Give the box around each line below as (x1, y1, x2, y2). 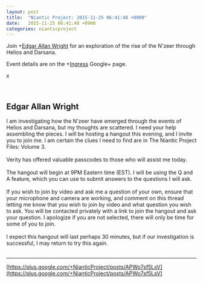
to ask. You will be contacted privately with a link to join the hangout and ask (6, 207, 197, 215)
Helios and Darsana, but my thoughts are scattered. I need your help (6, 124, 176, 131)
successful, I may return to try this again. (6, 239, 108, 247)
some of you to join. (6, 220, 56, 227)
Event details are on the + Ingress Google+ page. (6, 60, 127, 68)
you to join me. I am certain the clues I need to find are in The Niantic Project (6, 137, 197, 144)
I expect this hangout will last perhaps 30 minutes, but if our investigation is (6, 233, 195, 241)
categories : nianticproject (6, 25, 77, 32)
